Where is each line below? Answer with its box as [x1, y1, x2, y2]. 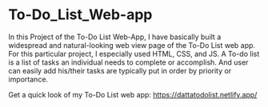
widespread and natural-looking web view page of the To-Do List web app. [8, 40, 256, 50]
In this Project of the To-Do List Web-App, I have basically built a [8, 32, 222, 42]
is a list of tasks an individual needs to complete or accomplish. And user [8, 57, 249, 67]
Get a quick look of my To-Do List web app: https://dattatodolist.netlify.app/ [8, 89, 258, 99]
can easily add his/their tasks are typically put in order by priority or [8, 65, 232, 75]
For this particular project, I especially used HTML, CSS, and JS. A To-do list [8, 49, 260, 58]
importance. [8, 74, 49, 84]
